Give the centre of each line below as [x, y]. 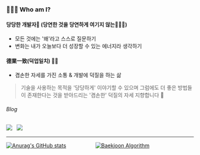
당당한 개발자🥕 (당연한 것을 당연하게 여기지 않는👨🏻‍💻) [67, 24]
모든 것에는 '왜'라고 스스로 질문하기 [55, 39]
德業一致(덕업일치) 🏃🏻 [32, 61]
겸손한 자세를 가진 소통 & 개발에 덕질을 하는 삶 [68, 75]
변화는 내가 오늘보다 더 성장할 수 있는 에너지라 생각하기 [78, 46]
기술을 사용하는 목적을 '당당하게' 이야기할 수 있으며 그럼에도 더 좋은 [99, 88]
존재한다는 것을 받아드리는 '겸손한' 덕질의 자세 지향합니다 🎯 [96, 95]
